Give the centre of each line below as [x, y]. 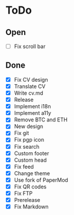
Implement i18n [32, 107]
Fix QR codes [30, 187]
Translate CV [30, 86]
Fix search [26, 146]
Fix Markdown [31, 207]
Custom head [30, 160]
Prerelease [27, 200]
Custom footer [31, 153]
